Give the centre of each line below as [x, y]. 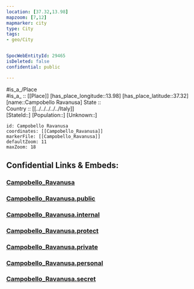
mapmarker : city [26, 23]
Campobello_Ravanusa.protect [53, 231]
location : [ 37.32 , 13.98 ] [37, 12]
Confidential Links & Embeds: [62, 166]
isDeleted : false [28, 61]
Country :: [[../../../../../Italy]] [40, 108]
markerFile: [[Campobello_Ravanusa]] [53, 136]
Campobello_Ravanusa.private [52, 247]
